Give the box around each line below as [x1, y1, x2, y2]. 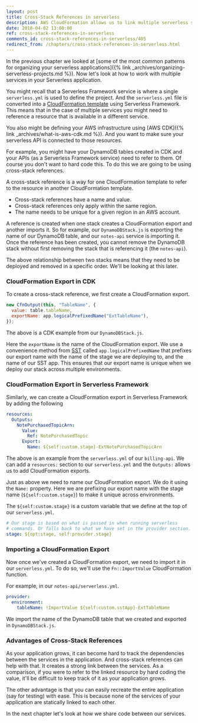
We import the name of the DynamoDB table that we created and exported [6, 615, 187, 622]
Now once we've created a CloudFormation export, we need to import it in [6, 559, 186, 566]
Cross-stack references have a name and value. [14, 195, 131, 203]
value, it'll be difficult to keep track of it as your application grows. [6, 675, 166, 682]
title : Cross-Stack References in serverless [6, 14, 120, 20]
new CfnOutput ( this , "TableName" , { [6, 302, 96, 308]
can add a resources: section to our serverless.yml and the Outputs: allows [6, 461, 190, 468]
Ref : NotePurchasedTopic [27, 433, 88, 439]
